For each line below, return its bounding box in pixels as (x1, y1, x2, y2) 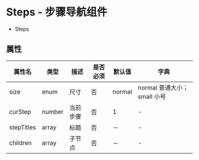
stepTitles (9, 123, 37, 131)
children (9, 139, 32, 147)
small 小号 (137, 92, 166, 101)
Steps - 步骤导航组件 (6, 5, 108, 19)
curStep (9, 107, 31, 116)
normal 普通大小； (137, 84, 189, 92)
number (41, 107, 64, 116)
